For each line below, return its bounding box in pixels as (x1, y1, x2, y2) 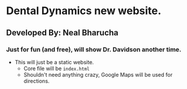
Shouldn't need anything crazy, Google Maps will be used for (23, 71, 173, 78)
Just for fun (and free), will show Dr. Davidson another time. (6, 45, 182, 54)
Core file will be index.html (23, 65, 90, 72)
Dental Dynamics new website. (6, 4, 162, 18)
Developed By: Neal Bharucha (6, 28, 119, 38)
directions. (23, 77, 50, 84)
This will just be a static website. (14, 58, 94, 65)
